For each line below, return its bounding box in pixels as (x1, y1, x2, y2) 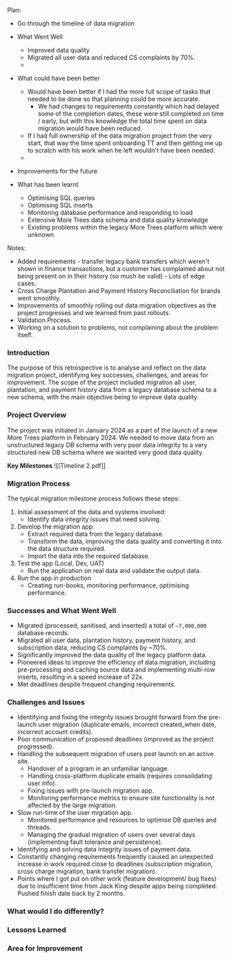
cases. (17, 279, 37, 288)
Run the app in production (17, 574, 92, 582)
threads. (27, 823, 52, 831)
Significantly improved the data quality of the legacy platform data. (17, 651, 207, 659)
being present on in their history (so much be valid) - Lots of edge (17, 272, 205, 280)
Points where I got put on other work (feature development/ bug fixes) (17, 874, 217, 883)
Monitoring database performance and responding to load (27, 209, 193, 216)
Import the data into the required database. (27, 552, 151, 560)
